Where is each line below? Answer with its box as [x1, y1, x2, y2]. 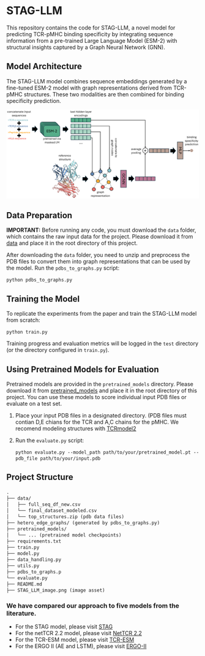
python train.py [6, 329, 48, 335]
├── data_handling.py [6, 556, 62, 563]
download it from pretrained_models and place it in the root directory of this [6, 387, 198, 394]
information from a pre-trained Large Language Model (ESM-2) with [6, 37, 177, 44]
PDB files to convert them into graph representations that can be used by [6, 258, 191, 265]
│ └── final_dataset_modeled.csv [6, 507, 97, 514]
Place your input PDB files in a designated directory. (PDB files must [15, 412, 187, 419]
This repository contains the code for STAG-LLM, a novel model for [6, 24, 176, 31]
